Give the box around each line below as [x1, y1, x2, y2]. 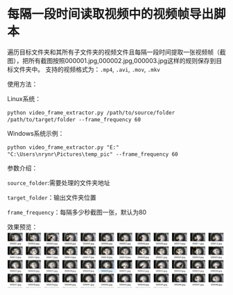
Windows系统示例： [7, 129, 64, 137]
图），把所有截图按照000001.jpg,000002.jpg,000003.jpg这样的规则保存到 [7, 56, 216, 64]
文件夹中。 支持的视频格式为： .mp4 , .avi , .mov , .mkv [12, 65, 161, 73]
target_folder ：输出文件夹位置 [7, 193, 97, 202]
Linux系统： [7, 94, 42, 102]
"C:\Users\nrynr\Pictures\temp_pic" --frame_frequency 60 [7, 150, 178, 158]
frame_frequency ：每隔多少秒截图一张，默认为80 [7, 208, 147, 216]
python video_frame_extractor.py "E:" [7, 143, 119, 151]
